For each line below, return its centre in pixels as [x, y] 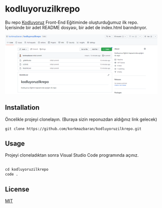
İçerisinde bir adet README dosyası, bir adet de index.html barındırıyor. [76, 27]
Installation [22, 108]
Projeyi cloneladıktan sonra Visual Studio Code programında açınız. [72, 155]
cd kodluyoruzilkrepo [27, 170]
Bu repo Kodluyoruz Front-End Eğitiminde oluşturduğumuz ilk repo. [72, 22]
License [17, 189]
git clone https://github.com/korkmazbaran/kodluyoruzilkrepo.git [73, 129]
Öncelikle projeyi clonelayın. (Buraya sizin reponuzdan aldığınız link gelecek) [81, 119]
